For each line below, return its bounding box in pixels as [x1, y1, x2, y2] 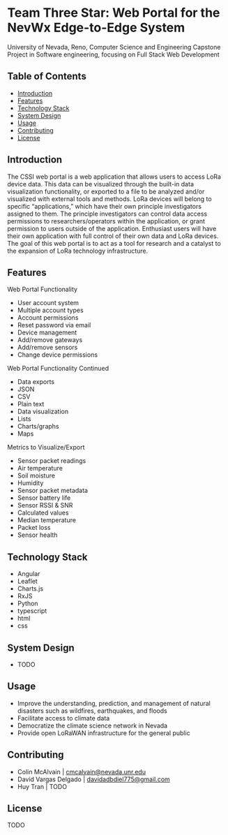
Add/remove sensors [17, 343, 78, 352]
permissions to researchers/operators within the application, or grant [7, 216, 206, 225]
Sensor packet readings [17, 457, 86, 465]
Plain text [17, 400, 45, 408]
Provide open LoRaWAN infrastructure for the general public [17, 728, 190, 737]
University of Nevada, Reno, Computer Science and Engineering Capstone [7, 43, 221, 51]
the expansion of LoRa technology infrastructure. [7, 246, 149, 255]
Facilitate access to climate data [17, 714, 110, 722]
